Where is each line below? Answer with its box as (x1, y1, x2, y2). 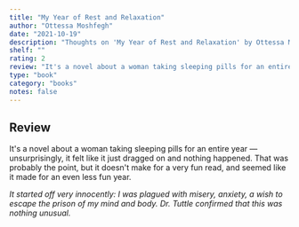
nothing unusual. (9, 207, 71, 218)
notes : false (9, 87, 58, 96)
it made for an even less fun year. (9, 172, 132, 183)
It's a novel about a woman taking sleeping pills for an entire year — (9, 144, 258, 154)
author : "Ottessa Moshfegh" (9, 21, 114, 30)
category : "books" (9, 79, 77, 88)
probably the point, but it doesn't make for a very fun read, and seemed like (9, 162, 287, 173)
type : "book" (9, 71, 58, 80)
